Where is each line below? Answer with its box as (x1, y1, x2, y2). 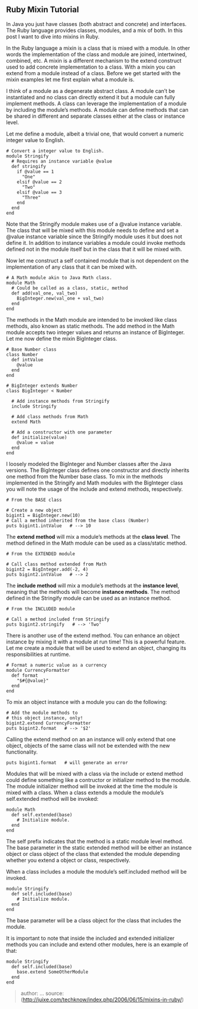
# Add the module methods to (6, 710, 78, 716)
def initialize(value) (11, 434, 67, 440)
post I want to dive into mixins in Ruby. (6, 33, 100, 40)
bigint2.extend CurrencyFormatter (6, 720, 92, 726)
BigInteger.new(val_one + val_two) (17, 295, 105, 301)
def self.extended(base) (11, 811, 73, 818)
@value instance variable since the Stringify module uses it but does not (6, 233, 183, 240)
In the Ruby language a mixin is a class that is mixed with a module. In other (6, 44, 190, 51)
